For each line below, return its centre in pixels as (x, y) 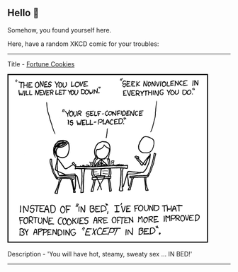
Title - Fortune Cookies (41, 64)
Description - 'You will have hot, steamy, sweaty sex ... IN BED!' (100, 254)
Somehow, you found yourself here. (59, 30)
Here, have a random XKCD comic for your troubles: (83, 44)
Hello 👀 (23, 13)
